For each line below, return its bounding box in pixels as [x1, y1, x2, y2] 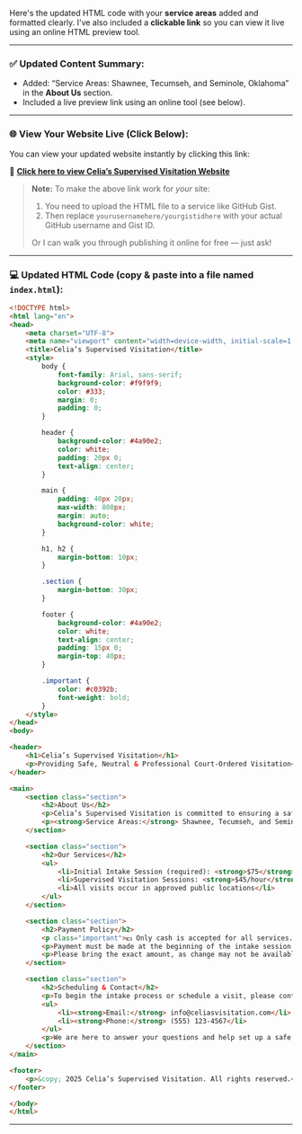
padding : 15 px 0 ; [57, 643, 123, 652]
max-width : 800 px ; [57, 503, 127, 512]
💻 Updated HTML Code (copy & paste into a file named [9, 269, 254, 281]
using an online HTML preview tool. [9, 27, 141, 37]
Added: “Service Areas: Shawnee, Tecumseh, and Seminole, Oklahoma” [22, 78, 289, 89]
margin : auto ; [57, 511, 111, 520]
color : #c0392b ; [57, 685, 119, 694]
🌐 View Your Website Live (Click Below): [9, 128, 189, 140]
